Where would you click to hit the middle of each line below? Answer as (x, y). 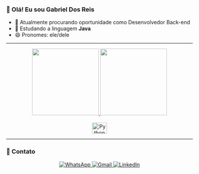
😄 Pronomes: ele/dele (42, 35)
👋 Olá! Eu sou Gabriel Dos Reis (50, 9)
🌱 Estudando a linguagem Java (53, 28)
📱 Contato (21, 152)
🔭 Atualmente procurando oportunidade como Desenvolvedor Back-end (102, 22)
